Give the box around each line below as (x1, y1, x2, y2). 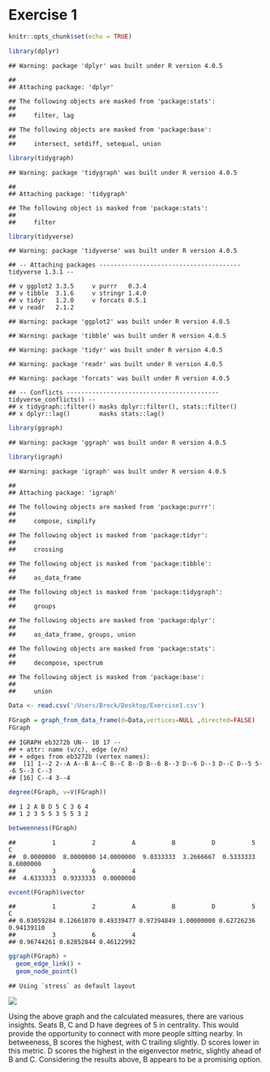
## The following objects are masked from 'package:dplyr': (8, 617, 216, 625)
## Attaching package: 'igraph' (8, 489, 118, 498)
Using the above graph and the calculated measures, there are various (8, 1011, 244, 1022)
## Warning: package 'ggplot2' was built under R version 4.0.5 (8, 318, 230, 326)
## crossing (8, 545, 63, 554)
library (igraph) (8, 453, 63, 461)
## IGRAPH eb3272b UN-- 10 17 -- (8, 738, 122, 746)
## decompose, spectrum (8, 659, 104, 668)
